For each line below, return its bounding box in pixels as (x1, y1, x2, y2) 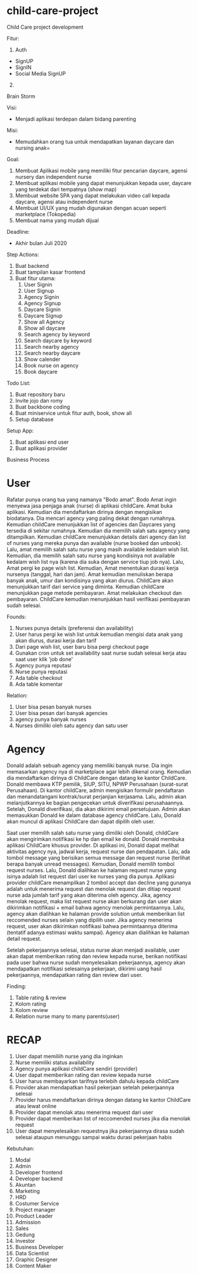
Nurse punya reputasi (15, 668, 68, 675)
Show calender (23, 356, 61, 363)
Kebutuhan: (6, 1144, 35, 1152)
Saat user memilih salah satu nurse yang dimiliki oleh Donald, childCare (6, 829, 179, 836)
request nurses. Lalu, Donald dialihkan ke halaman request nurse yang (6, 866, 176, 874)
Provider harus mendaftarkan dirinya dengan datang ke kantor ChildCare (15, 1096, 191, 1103)
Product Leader (15, 1212, 53, 1220)
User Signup (23, 287, 55, 294)
